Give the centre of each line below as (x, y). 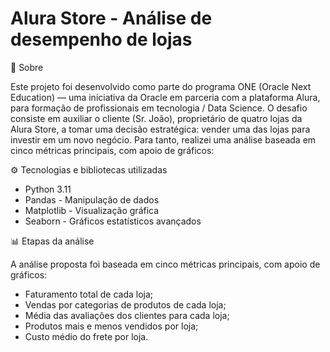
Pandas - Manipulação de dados (92, 199)
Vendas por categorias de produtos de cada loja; (125, 304)
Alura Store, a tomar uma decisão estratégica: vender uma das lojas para (160, 129)
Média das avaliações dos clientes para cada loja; (127, 315)
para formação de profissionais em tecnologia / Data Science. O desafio (159, 108)
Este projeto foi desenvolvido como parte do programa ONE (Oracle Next (161, 86)
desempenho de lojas (101, 39)
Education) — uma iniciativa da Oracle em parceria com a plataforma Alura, (165, 97)
